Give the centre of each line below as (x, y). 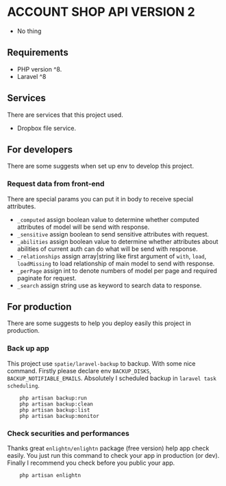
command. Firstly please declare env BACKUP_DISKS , (79, 371)
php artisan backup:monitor (59, 416)
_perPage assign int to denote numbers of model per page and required (117, 270)
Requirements (38, 53)
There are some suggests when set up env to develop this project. (100, 166)
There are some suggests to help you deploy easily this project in (99, 323)
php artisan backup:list (55, 410)
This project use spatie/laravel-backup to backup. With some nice (101, 363)
